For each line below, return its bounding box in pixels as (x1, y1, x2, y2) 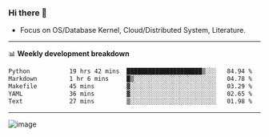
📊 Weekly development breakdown (8, 49, 130, 58)
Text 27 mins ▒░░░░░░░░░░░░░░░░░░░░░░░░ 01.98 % (8, 97, 252, 105)
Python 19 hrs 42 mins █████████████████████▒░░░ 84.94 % (8, 67, 252, 75)
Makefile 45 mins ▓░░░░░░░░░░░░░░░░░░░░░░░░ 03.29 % (8, 83, 252, 91)
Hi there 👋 (8, 7, 48, 18)
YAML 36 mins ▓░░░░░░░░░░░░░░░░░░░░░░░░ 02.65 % (8, 90, 252, 98)
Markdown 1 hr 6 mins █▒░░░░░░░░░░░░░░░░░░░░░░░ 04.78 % (8, 75, 252, 83)
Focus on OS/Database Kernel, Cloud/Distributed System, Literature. (19, 26, 247, 35)
